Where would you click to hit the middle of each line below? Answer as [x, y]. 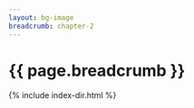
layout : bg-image [41, 18]
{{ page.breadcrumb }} [97, 71]
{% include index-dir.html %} [63, 95]
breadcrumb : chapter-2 [51, 26]
